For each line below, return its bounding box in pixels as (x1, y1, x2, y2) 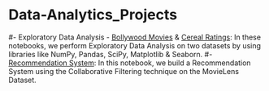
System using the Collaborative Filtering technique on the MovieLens (8, 66, 240, 76)
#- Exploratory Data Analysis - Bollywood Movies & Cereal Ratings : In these (8, 32, 262, 42)
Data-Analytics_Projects (8, 6, 177, 24)
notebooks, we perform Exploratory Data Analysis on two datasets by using (8, 40, 262, 50)
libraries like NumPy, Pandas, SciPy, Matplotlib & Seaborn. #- (8, 49, 213, 59)
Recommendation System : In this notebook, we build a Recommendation (8, 58, 251, 68)
